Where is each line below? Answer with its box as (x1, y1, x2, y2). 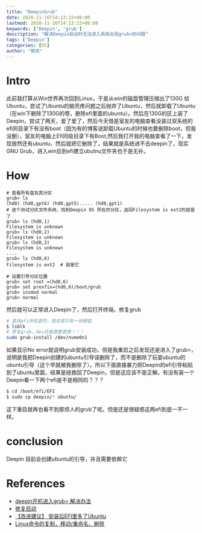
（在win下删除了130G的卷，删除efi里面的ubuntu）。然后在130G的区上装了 (6, 110, 189, 117)
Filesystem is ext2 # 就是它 (6, 261, 80, 268)
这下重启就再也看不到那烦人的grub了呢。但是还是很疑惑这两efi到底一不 (6, 405, 183, 413)
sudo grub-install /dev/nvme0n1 (6, 335, 87, 341)
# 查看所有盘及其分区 (6, 190, 52, 196)
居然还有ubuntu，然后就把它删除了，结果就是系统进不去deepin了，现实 (11, 140, 189, 147)
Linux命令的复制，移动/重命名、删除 (14, 520, 105, 527)
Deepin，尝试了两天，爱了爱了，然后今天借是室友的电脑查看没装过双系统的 (6, 117, 193, 124)
